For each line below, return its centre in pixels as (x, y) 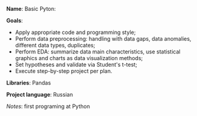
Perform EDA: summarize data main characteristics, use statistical (98, 52)
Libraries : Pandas (29, 83)
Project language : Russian (40, 94)
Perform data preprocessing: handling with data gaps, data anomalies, (103, 39)
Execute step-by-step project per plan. (64, 71)
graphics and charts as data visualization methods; (79, 58)
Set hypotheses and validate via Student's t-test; (76, 64)
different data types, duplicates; (55, 45)
